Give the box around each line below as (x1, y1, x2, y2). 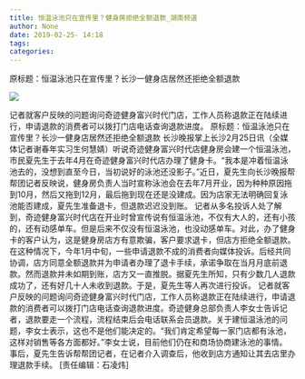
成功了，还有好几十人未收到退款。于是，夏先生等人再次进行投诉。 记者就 (9, 280, 282, 291)
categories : (9, 47, 54, 56)
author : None (9, 22, 59, 31)
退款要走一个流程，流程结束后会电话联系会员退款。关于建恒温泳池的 (25, 314, 280, 325)
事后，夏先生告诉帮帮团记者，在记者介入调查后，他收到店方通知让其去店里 (9, 348, 288, 359)
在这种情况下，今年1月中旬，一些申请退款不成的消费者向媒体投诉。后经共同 (9, 246, 291, 257)
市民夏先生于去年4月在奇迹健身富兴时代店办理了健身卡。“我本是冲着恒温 (9, 155, 281, 166)
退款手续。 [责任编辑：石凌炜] (16, 360, 130, 371)
